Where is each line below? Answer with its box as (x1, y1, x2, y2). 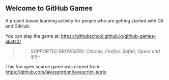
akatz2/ (5, 38, 21, 44)
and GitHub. (5, 23, 31, 29)
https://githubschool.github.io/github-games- (61, 33, 156, 39)
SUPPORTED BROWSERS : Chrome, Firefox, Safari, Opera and (30, 48, 160, 54)
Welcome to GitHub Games (5, 4, 93, 13)
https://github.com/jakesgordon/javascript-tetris (5, 69, 107, 75)
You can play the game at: (5, 33, 60, 39)
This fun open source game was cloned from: (5, 63, 101, 69)
